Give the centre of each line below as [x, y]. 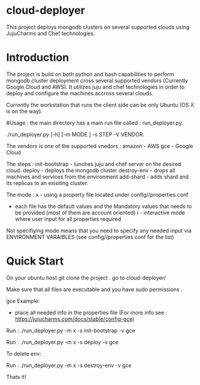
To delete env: [24, 353]
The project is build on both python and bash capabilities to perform [90, 74]
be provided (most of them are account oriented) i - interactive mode [100, 213]
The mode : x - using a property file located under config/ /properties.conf [97, 195]
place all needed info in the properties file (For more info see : [91, 313]
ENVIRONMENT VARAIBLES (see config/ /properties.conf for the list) [90, 237]
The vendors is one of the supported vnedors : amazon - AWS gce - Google [100, 146]
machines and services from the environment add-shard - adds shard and [98, 177]
